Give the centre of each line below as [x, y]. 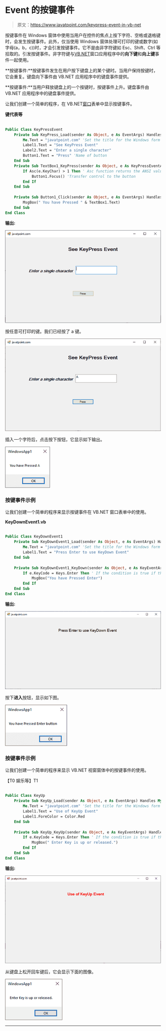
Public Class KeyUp [25, 796]
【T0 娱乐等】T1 [22, 781]
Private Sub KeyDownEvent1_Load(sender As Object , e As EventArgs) [85, 542]
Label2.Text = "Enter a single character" [67, 150]
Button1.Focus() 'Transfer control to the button [83, 176]
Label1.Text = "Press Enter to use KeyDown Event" [76, 552]
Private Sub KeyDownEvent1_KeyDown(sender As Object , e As [76, 568]
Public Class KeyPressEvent [34, 129]
